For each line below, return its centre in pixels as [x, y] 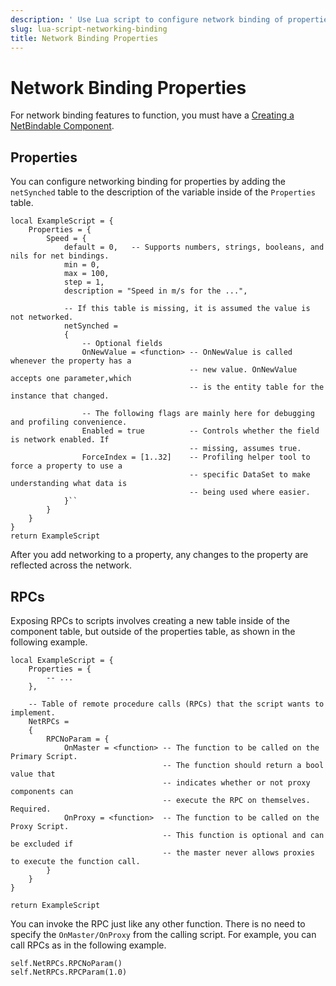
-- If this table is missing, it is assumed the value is [187, 309]
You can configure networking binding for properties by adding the [148, 182]
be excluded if [42, 844]
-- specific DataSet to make [250, 475]
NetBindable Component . [62, 126]
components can [42, 791]
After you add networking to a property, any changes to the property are [159, 555]
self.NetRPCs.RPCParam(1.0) [69, 972]
